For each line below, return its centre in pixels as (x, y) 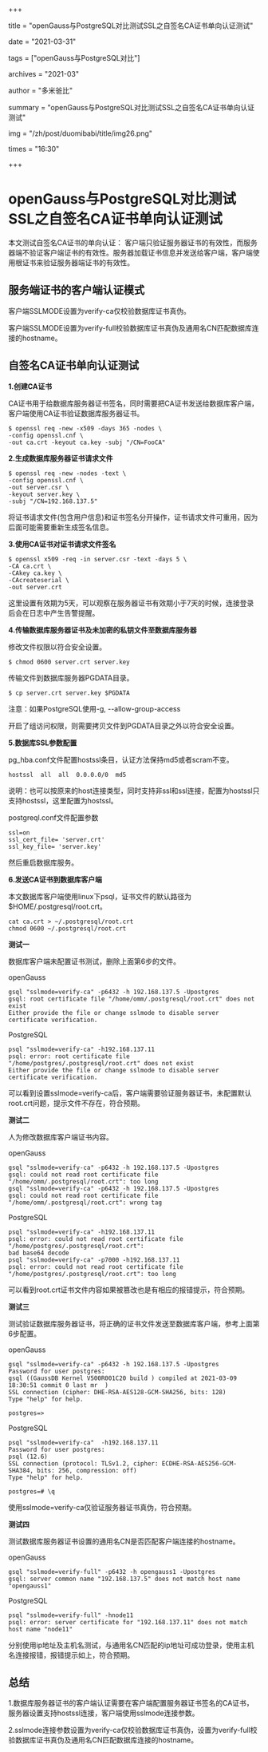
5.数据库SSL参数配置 (43, 743)
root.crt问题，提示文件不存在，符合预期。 (77, 1103)
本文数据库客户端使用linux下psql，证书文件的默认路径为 (100, 896)
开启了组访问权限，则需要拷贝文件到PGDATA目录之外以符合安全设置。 (123, 725)
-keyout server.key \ (44, 494)
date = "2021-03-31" (42, 42)
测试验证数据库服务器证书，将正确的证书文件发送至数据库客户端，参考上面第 (134, 1323)
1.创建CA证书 (30, 386)
